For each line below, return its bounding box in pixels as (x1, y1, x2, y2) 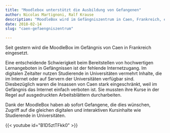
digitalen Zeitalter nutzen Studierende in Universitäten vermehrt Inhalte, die (5, 70, 162, 76)
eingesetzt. (5, 50, 29, 56)
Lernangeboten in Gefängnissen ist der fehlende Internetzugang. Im (5, 65, 147, 71)
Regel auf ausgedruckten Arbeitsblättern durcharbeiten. (5, 92, 122, 98)
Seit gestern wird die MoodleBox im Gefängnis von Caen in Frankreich (5, 45, 152, 51)
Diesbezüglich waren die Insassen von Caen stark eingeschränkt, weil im (5, 81, 157, 87)
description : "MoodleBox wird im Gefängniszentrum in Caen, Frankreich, (5, 17, 162, 22)
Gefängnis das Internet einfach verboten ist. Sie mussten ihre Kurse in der (5, 86, 159, 93)
